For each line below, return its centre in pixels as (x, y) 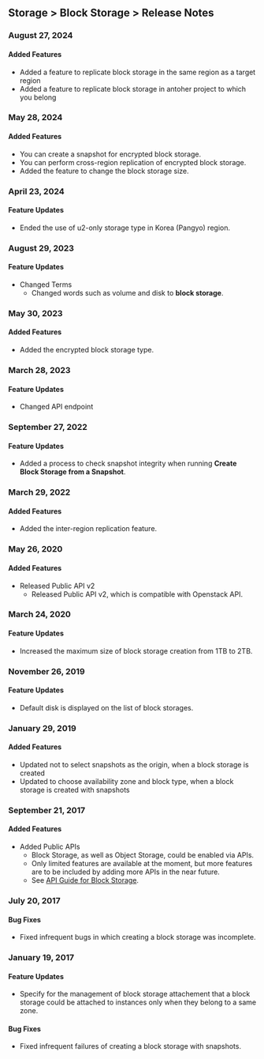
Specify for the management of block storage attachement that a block (135, 994)
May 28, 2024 (35, 118)
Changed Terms (46, 285)
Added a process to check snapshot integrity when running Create (128, 464)
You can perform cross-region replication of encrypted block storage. (133, 162)
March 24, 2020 (39, 614)
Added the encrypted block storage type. (87, 350)
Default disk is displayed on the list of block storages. (106, 707)
